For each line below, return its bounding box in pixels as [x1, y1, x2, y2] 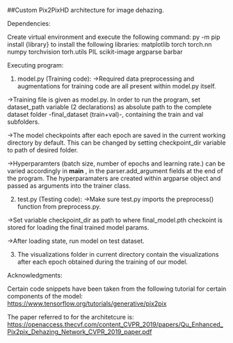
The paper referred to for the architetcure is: [7, 313, 134, 321]
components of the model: [7, 292, 83, 300]
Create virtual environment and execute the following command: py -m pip [7, 33, 220, 41]
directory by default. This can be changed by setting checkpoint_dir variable [7, 138, 226, 147]
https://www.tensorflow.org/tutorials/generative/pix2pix [7, 299, 167, 308]
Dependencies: [7, 19, 51, 27]
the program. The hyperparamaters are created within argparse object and [7, 174, 221, 182]
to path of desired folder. [7, 146, 79, 154]
